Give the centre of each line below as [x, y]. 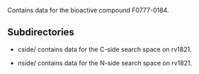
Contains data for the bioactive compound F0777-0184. [88, 10]
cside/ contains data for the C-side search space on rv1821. [105, 49]
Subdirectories [41, 32]
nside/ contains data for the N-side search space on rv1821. [105, 63]
